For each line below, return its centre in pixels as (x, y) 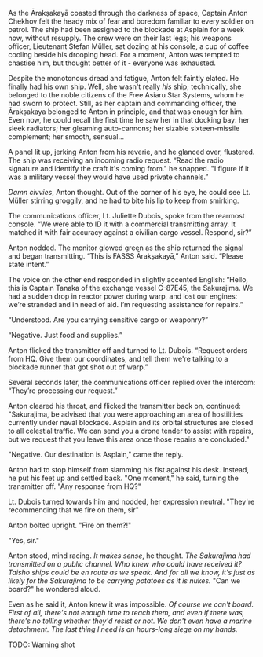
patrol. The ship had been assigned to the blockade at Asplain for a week (126, 29)
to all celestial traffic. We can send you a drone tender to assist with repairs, (131, 431)
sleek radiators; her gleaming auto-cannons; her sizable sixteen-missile (124, 128)
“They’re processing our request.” (63, 391)
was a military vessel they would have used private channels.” (108, 177)
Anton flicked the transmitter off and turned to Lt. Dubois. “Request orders (128, 350)
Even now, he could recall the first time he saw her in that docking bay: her (129, 120)
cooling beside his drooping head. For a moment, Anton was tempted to (124, 55)
